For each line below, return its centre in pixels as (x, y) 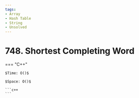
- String (14, 23)
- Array (13, 14)
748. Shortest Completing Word (70, 51)
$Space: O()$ (18, 82)
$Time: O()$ (17, 73)
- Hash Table (18, 18)
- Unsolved (16, 27)
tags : (10, 9)
